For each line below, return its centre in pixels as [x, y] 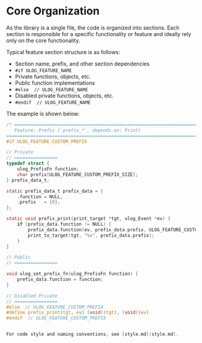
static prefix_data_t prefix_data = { [55, 191]
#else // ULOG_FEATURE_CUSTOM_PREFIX [55, 307]
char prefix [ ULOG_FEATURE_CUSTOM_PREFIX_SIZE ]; [78, 175]
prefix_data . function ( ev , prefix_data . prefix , [87, 229]
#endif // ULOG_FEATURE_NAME [53, 102]
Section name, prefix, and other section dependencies [82, 64]
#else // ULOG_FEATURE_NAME [51, 90]
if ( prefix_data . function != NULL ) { [64, 224]
